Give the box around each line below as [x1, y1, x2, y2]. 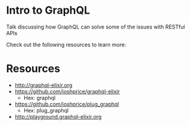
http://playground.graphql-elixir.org [14, 113, 102, 120]
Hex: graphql [23, 94, 55, 101]
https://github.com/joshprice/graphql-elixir [14, 87, 120, 95]
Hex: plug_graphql [23, 106, 69, 114]
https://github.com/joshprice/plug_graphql [14, 100, 119, 108]
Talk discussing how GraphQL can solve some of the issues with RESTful [6, 23, 185, 30]
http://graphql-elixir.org [14, 81, 73, 89]
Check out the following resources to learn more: [6, 41, 126, 48]
